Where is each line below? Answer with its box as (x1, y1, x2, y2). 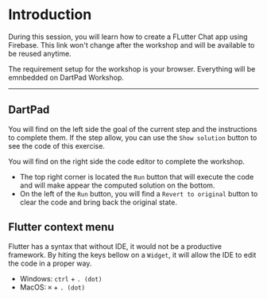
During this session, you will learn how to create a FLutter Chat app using (8, 32, 248, 41)
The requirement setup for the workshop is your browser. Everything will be (8, 64, 256, 73)
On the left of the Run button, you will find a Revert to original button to (19, 188, 258, 198)
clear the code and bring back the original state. (19, 197, 177, 207)
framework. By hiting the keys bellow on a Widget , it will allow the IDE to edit (8, 250, 257, 259)
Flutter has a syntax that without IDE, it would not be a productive (8, 241, 222, 251)
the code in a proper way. (8, 258, 92, 268)
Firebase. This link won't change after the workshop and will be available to (8, 40, 255, 49)
